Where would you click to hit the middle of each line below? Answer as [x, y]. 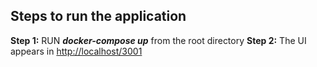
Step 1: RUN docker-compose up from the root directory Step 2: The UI [158, 40]
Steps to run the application [98, 16]
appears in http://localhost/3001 [76, 51]
